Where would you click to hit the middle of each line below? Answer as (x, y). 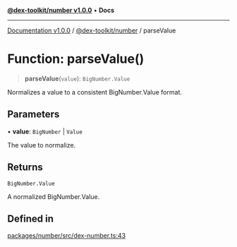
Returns (25, 168)
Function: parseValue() (76, 59)
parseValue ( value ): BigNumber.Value (77, 78)
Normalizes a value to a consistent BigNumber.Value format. (95, 92)
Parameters (34, 115)
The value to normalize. (42, 145)
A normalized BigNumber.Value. (54, 196)
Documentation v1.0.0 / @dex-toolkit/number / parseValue (92, 30)
